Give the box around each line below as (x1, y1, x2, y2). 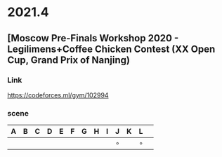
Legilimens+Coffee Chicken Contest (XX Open (7, 43, 216, 55)
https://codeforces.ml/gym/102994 (7, 90, 109, 99)
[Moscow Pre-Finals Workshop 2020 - (7, 32, 179, 44)
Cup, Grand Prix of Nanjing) (7, 54, 130, 66)
